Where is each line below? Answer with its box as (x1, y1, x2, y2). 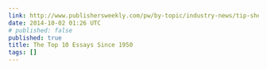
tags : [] (8, 48, 37, 56)
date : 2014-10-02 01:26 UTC (8, 19, 102, 27)
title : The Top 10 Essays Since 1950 (8, 41, 133, 49)
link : (8, 11, 26, 20)
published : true (8, 33, 62, 42)
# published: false (8, 26, 73, 34)
